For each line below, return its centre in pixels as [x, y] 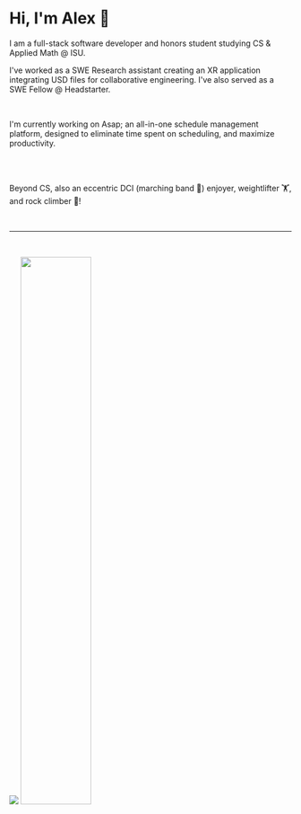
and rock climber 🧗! [45, 200]
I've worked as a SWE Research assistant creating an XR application [135, 70]
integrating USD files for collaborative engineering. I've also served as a [142, 79]
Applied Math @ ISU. [47, 52]
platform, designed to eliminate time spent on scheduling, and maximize [142, 133]
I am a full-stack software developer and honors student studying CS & [140, 43]
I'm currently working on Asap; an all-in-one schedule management [134, 124]
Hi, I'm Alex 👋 [60, 18]
